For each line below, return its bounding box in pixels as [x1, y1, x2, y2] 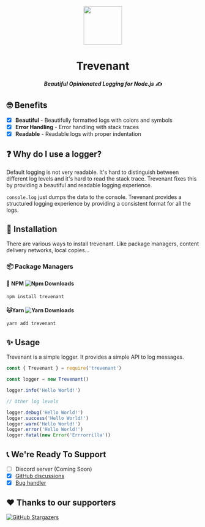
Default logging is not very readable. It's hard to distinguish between [6, 168, 179, 176]
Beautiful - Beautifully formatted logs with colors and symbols [15, 116, 173, 124]
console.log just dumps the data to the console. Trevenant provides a [6, 193, 182, 201]
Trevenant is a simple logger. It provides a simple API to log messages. [6, 353, 185, 361]
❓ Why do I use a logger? [6, 149, 102, 160]
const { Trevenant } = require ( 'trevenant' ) [6, 365, 122, 372]
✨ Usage [6, 337, 40, 348]
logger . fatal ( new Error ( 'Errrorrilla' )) [6, 432, 111, 438]
